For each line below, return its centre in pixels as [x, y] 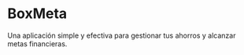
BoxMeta [37, 14]
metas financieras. [37, 43]
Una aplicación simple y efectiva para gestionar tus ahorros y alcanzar [122, 35]
